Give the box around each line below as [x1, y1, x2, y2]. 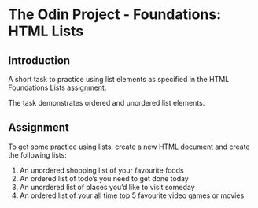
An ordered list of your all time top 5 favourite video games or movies [19, 191, 245, 200]
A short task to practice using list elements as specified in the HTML [8, 75, 230, 84]
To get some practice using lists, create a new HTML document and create [8, 142, 250, 151]
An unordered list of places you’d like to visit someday [19, 182, 195, 191]
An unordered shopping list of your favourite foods [19, 165, 184, 175]
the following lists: [8, 150, 67, 159]
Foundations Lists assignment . [8, 83, 107, 92]
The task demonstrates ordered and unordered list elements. [8, 98, 205, 107]
